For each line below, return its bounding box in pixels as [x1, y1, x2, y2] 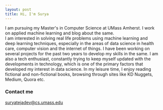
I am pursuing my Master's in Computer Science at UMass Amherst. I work [5, 25, 155, 31]
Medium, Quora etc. [5, 76, 45, 82]
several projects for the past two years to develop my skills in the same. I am [5, 50, 159, 56]
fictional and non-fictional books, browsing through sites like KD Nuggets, [5, 71, 153, 77]
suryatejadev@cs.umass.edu [5, 99, 63, 105]
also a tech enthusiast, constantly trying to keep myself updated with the [5, 56, 151, 62]
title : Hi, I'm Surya [5, 12, 49, 16]
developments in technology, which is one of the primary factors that [5, 61, 144, 67]
